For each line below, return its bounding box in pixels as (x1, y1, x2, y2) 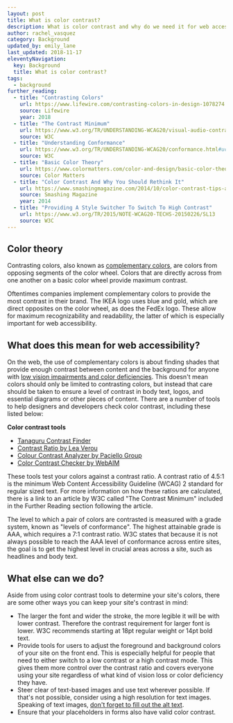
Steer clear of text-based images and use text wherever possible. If (17, 686, 210, 694)
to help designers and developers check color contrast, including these (7, 402, 211, 411)
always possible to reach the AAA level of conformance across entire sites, (7, 537, 222, 546)
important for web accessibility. (7, 319, 97, 328)
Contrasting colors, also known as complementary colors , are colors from (7, 262, 218, 270)
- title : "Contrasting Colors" (13, 95, 104, 102)
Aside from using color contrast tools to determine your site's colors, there (7, 591, 221, 599)
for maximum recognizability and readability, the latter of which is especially (7, 312, 225, 320)
